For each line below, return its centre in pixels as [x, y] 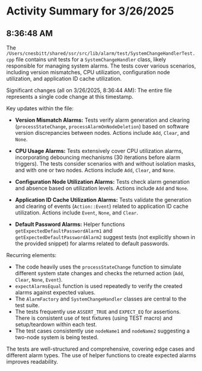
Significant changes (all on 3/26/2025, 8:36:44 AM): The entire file [89, 90]
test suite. [27, 305]
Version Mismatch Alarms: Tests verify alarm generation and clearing [102, 120]
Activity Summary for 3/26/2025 [90, 11]
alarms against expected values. [55, 292]
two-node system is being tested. [57, 337]
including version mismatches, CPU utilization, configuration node [88, 72]
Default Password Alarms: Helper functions [70, 224]
